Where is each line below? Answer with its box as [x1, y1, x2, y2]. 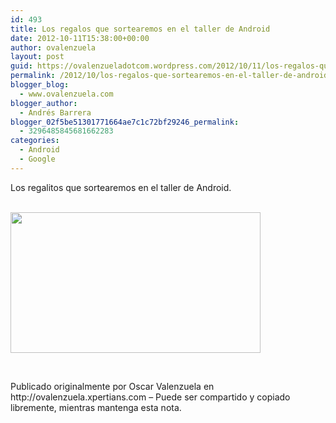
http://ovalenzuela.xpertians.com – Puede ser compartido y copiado [10, 391, 291, 403]
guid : [10, 61, 33, 71]
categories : [10, 136, 60, 146]
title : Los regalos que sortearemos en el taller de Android [10, 24, 271, 34]
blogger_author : [10, 98, 78, 108]
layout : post [10, 52, 65, 62]
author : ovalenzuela [10, 42, 97, 53]
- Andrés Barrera [19, 107, 92, 118]
